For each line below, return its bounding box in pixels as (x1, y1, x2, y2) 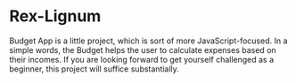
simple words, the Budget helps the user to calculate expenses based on (9, 44, 276, 55)
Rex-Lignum (9, 6, 102, 26)
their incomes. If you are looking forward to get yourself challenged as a (9, 54, 275, 64)
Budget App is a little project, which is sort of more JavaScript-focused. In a (9, 35, 288, 46)
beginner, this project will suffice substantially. (9, 64, 180, 74)
